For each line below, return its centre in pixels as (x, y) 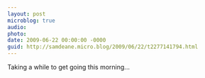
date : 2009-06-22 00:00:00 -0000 (57, 40)
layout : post (27, 14)
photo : (17, 34)
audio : (17, 27)
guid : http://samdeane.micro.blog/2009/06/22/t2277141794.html (103, 47)
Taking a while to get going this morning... (68, 67)
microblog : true (31, 21)
